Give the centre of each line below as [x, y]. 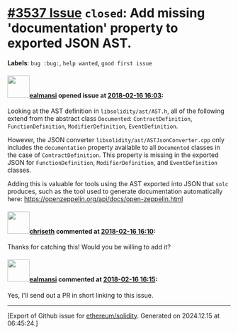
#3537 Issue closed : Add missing [106, 13]
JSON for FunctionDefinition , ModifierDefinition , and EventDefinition [113, 163]
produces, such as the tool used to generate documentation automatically [115, 192]
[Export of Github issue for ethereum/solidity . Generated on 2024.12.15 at [114, 316]
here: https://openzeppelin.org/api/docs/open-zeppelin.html [95, 199]
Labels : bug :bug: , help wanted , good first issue [80, 63]
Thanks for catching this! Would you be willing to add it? [89, 247]
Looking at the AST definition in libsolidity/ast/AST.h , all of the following [116, 111]
